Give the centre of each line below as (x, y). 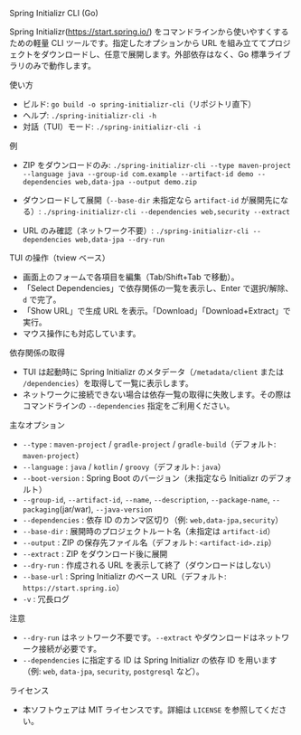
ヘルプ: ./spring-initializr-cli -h (89, 115)
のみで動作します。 (61, 66)
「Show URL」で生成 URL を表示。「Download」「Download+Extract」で (156, 311)
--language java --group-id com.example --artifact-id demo (138, 174)
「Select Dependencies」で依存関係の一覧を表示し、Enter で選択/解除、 (158, 288)
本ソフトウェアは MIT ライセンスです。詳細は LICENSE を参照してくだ (150, 710)
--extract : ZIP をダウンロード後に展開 (95, 554)
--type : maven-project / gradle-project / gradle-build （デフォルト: (149, 444)
